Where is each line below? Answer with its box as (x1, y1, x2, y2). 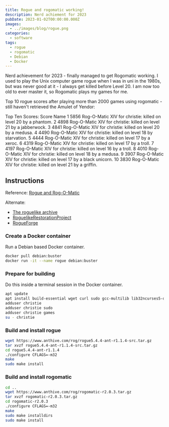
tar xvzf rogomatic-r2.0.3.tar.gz (5, 394, 78, 399)
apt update (5, 292, 28, 297)
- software (10, 36, 33, 41)
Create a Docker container (5, 232, 71, 239)
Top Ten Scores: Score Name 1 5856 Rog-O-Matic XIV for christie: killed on (5, 114, 161, 120)
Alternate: (5, 199, 26, 205)
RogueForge (12, 220, 38, 226)
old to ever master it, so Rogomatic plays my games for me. (5, 89, 128, 95)
